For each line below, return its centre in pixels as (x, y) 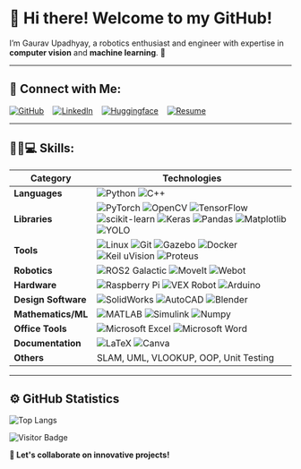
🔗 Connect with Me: (65, 89)
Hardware (35, 285)
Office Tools (40, 328)
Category (51, 178)
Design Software (50, 299)
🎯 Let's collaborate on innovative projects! (90, 455)
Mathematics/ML (51, 314)
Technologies (192, 178)
